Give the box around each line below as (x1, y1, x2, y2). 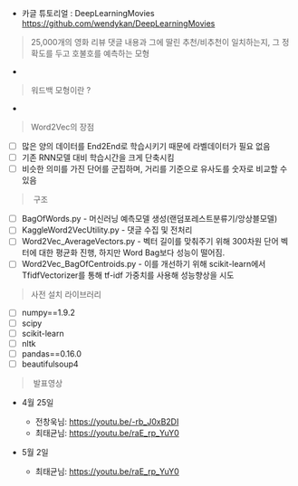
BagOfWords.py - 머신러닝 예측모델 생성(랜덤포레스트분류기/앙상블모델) (21, 214, 278, 224)
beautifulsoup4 (21, 358, 79, 369)
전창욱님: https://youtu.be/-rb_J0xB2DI (34, 415, 179, 427)
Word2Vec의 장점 (30, 121, 95, 132)
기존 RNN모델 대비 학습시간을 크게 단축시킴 (21, 152, 175, 163)
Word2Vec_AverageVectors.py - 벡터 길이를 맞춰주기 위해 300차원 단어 (21, 236, 279, 247)
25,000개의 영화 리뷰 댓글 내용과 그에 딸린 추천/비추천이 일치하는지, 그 (30, 37, 280, 47)
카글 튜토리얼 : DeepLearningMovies (21, 8, 155, 18)
